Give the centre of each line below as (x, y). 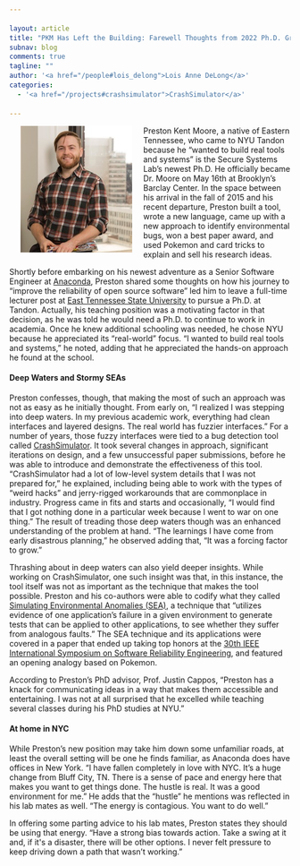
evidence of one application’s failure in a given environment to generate (141, 614)
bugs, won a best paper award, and (208, 235)
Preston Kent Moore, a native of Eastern (217, 131)
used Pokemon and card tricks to (204, 244)
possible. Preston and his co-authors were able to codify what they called (145, 596)
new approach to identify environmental (217, 226)
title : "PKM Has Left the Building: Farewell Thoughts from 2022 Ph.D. (145, 38)
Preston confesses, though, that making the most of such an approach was (147, 398)
